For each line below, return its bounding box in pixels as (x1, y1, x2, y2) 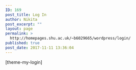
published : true (5, 41, 40, 46)
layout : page (5, 26, 33, 31)
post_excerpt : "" (5, 21, 42, 27)
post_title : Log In (5, 12, 47, 17)
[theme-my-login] (5, 59, 42, 65)
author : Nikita (5, 17, 38, 22)
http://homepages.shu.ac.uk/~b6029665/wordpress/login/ (10, 36, 131, 41)
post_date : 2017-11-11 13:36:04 (5, 45, 74, 50)
